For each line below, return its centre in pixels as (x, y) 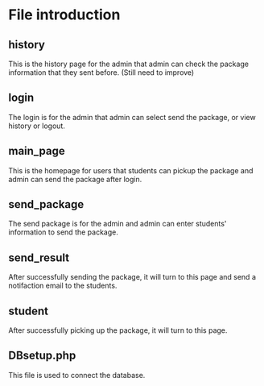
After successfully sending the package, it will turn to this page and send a (132, 277)
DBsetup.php (42, 356)
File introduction (64, 15)
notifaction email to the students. (63, 286)
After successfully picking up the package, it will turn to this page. (118, 330)
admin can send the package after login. (75, 179)
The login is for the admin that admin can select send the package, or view (132, 117)
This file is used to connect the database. (77, 375)
